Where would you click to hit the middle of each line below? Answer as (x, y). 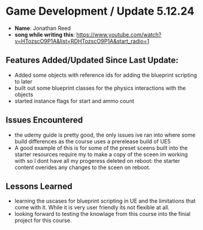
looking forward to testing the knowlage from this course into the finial (102, 214)
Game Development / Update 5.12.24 (100, 11)
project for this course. (43, 220)
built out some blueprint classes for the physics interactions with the (100, 88)
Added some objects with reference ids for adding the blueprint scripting (106, 75)
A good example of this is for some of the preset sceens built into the (101, 148)
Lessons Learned (39, 186)
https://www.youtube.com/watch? (119, 34)
